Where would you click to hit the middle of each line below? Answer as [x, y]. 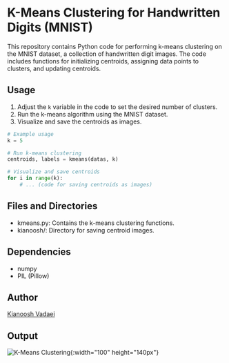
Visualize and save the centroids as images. [79, 121]
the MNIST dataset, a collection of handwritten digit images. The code [107, 54]
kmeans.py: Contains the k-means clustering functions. [96, 223]
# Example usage [30, 134]
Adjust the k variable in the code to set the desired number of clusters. [117, 107]
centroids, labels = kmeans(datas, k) [63, 159]
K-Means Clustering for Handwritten [114, 13]
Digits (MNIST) [50, 27]
